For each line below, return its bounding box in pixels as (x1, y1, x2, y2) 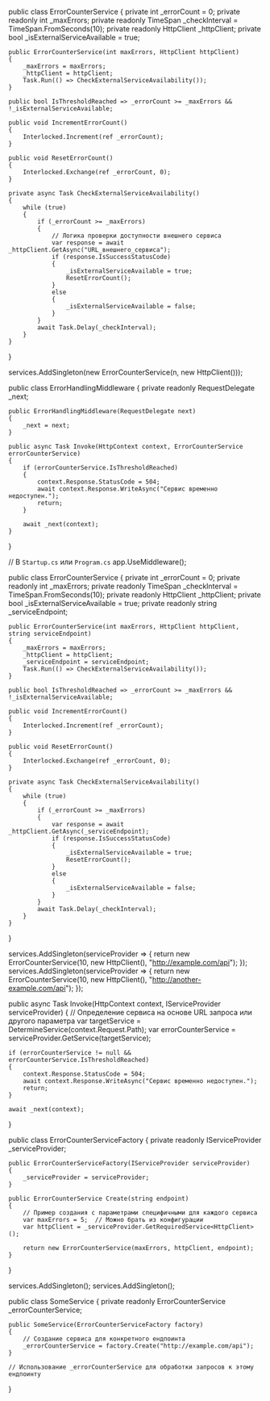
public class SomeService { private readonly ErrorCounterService (8, 1297, 226, 1306)
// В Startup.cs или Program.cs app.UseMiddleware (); (8, 557, 187, 567)
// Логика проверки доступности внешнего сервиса (51, 232, 222, 240)
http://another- (152, 975, 201, 984)
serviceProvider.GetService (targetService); (8, 1033, 152, 1043)
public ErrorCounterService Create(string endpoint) (8, 1194, 189, 1202)
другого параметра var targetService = (8, 1016, 142, 1026)
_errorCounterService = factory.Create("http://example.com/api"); (23, 1342, 254, 1350)
